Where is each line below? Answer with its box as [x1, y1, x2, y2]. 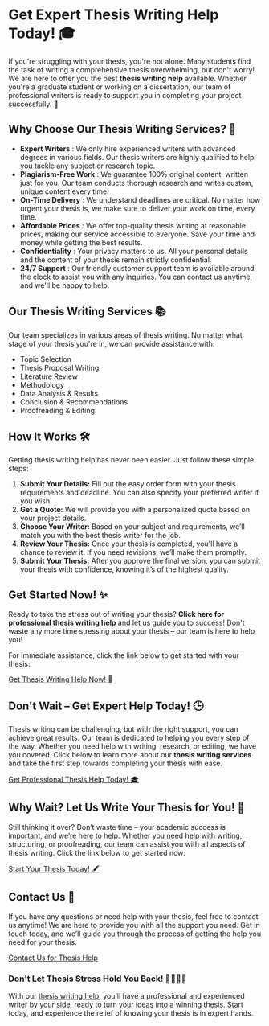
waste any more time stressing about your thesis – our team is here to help [8, 626, 255, 636]
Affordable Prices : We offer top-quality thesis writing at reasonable [19, 220, 247, 230]
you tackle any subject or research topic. [19, 161, 156, 170]
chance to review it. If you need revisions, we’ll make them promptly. [19, 548, 247, 557]
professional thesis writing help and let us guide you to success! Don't [8, 618, 245, 628]
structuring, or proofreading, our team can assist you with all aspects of [8, 839, 246, 849]
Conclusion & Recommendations [19, 396, 128, 407]
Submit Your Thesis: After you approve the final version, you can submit [19, 556, 261, 566]
